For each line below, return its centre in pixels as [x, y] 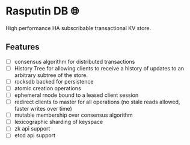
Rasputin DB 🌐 [42, 11]
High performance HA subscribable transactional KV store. [78, 28]
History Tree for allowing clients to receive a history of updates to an [99, 68]
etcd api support [35, 135]
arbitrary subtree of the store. [51, 75]
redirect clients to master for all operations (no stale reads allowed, [97, 102]
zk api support [32, 129]
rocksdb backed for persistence [54, 81]
